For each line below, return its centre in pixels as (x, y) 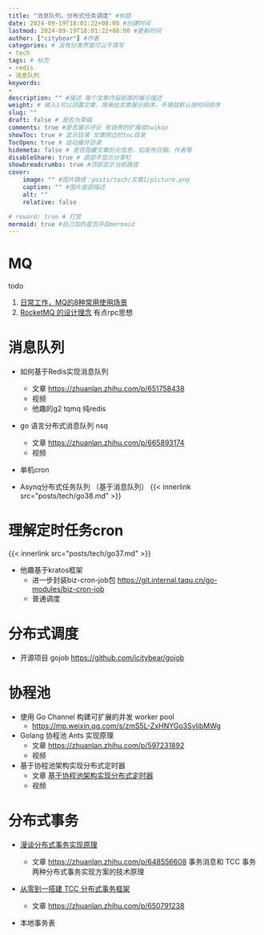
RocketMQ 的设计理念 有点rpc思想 (76, 313)
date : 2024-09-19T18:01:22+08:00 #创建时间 (79, 23)
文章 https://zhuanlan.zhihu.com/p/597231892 (108, 745)
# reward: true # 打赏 (45, 217)
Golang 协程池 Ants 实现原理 (67, 735)
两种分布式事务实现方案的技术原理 (88, 872)
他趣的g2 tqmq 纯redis (69, 409)
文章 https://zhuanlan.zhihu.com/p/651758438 (108, 389)
